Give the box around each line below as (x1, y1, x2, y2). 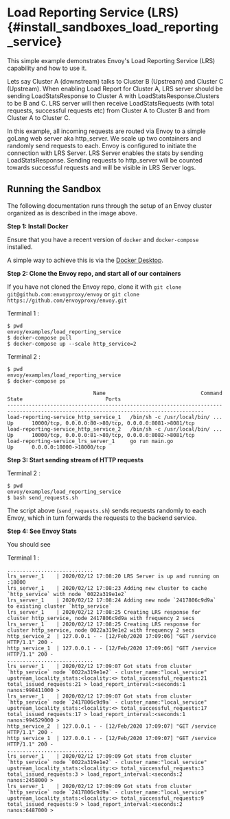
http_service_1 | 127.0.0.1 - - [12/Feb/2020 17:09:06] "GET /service (7, 645, 216, 652)
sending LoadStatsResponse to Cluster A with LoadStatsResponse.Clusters (7, 91, 220, 100)
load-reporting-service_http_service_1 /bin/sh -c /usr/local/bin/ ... (7, 414, 223, 420)
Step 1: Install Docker (7, 222, 69, 230)
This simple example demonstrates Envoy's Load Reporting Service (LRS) (7, 56, 216, 64)
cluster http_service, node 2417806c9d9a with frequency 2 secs (7, 615, 195, 621)
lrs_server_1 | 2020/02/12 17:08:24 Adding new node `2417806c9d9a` (7, 597, 216, 604)
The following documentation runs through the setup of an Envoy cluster (7, 201, 213, 210)
